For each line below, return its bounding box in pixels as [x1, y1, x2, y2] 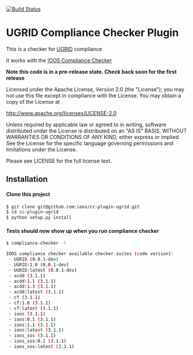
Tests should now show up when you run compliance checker [6, 227, 160, 234]
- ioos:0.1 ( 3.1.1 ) [8, 316, 57, 322]
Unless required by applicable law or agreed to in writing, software [6, 121, 167, 128]
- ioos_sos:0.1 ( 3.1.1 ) [8, 338, 67, 344]
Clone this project [6, 191, 51, 198]
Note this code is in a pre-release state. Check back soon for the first [6, 68, 177, 75]
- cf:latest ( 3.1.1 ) [8, 305, 59, 311]
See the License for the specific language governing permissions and [6, 140, 174, 147]
